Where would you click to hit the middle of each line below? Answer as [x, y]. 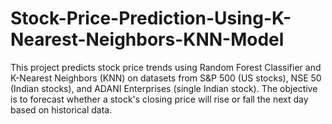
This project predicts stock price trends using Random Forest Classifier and [166, 67]
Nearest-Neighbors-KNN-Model [147, 39]
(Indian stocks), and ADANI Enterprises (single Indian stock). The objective [164, 88]
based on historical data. [61, 109]
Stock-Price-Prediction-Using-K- [151, 18]
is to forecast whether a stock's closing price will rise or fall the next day [159, 99]
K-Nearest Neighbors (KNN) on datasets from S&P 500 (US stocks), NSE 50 [166, 78]
